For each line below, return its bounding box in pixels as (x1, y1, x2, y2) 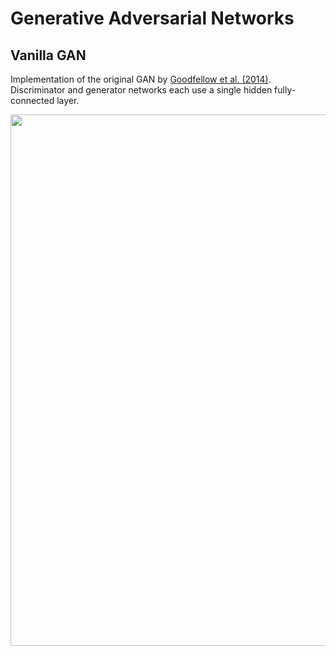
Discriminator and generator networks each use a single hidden (10, 84, 273, 96)
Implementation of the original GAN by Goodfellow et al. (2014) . (10, 73, 272, 85)
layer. (56, 95, 80, 106)
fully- (274, 84, 297, 96)
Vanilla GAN (10, 47, 87, 64)
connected (10, 95, 55, 106)
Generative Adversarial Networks (10, 7, 295, 30)
